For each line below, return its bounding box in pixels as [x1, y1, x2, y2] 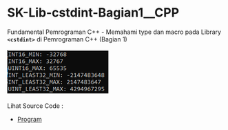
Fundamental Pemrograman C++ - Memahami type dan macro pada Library [7, 28, 222, 36]
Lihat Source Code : [7, 102, 64, 110]
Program [17, 115, 43, 123]
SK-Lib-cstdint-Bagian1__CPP [7, 5, 180, 21]
